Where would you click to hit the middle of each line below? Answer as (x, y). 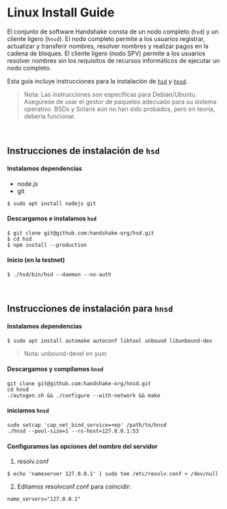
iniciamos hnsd (28, 410)
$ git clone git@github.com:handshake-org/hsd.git (81, 233)
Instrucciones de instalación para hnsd (90, 309)
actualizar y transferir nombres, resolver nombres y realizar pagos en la (108, 46)
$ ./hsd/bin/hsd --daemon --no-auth (59, 274)
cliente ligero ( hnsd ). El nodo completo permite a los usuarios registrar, (106, 38)
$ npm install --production (47, 245)
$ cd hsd (19, 239)
